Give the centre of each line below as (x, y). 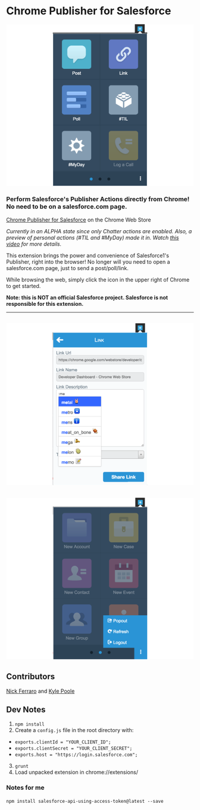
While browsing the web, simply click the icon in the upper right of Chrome (98, 279)
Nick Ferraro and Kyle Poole (40, 691)
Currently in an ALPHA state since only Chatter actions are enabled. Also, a (99, 231)
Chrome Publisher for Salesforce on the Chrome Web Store (79, 220)
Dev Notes (26, 710)
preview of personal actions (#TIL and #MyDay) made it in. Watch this (93, 237)
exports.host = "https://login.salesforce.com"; (76, 755)
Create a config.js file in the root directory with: (74, 730)
